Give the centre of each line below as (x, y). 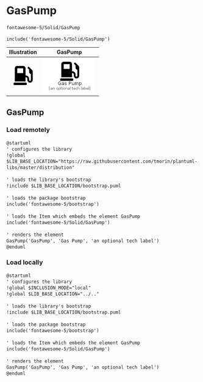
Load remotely (28, 130)
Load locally (25, 262)
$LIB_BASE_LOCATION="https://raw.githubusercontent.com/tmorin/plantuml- (102, 161)
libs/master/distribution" (41, 167)
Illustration (23, 52)
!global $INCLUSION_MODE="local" (49, 288)
